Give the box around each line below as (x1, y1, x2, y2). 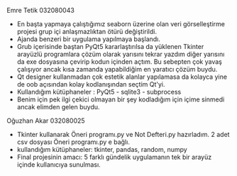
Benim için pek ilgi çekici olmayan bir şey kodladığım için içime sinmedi (16, 95, 225, 104)
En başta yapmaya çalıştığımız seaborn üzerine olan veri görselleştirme (16, 20, 225, 28)
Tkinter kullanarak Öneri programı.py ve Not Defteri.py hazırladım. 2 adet (16, 131, 230, 138)
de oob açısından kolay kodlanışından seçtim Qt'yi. (16, 80, 165, 88)
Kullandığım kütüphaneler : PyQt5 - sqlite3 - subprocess (16, 88, 182, 96)
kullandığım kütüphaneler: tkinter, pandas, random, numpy (16, 145, 187, 153)
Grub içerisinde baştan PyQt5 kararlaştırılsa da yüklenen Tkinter (16, 43, 204, 50)
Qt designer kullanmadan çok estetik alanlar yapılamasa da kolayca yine (16, 72, 228, 81)
